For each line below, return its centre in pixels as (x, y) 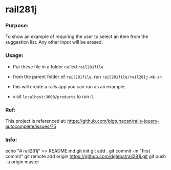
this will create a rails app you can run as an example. (69, 86)
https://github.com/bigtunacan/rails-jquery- (113, 121)
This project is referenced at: (36, 121)
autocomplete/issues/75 (31, 126)
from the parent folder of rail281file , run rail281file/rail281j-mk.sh (87, 77)
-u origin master (22, 162)
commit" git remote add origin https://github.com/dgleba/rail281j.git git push (86, 156)
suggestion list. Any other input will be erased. (54, 42)
